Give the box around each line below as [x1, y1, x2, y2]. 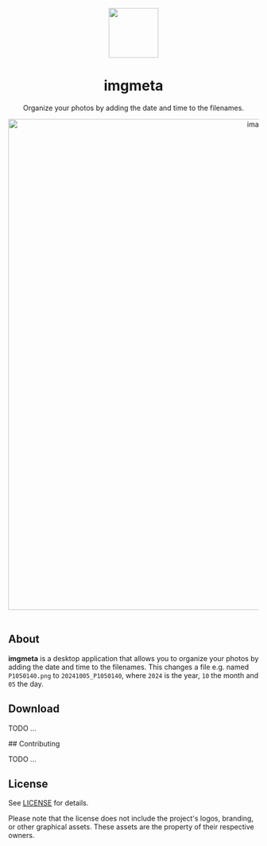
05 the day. [8, 679, 44, 688]
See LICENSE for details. [8, 798, 89, 808]
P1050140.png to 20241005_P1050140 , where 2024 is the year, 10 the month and [8, 670, 259, 680]
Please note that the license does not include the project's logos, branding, [8, 813, 254, 824]
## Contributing [8, 738, 60, 748]
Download [8, 702, 60, 716]
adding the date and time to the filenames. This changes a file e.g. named [8, 662, 250, 672]
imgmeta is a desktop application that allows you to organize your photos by [8, 653, 259, 663]
